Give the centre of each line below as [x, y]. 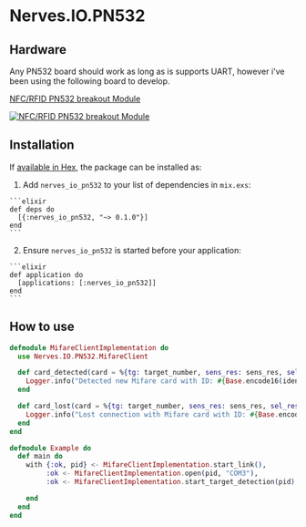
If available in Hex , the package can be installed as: [106, 167]
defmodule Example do [51, 448]
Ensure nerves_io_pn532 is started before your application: [132, 250]
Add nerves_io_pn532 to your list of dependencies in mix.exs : [137, 184]
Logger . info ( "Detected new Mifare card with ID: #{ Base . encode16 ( [154, 381]
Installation [42, 145]
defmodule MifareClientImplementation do [89, 347]
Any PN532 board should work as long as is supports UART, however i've [147, 71]
